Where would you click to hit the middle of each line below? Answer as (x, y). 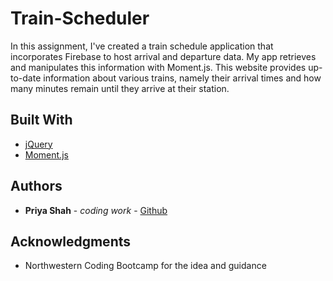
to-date (26, 78)
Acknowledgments (71, 241)
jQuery (38, 144)
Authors (36, 186)
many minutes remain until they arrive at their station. (120, 88)
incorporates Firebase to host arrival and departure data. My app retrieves (163, 56)
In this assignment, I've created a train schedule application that (142, 46)
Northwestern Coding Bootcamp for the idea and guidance (145, 266)
